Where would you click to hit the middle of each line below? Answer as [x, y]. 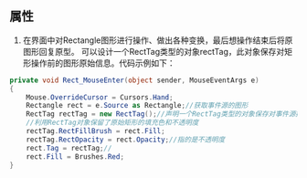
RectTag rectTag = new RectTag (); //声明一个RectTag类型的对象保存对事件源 [161, 114]
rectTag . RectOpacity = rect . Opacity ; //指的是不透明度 [126, 140]
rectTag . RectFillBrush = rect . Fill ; [96, 131]
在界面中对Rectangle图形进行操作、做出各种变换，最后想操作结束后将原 [158, 40]
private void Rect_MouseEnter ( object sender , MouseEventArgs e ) [134, 80]
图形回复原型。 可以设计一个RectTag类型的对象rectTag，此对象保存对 [153, 51]
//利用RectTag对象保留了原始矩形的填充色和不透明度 [112, 123]
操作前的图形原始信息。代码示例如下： [103, 63]
